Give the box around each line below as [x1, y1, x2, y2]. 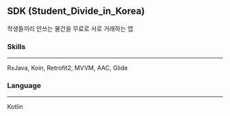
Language [7, 81, 42, 91]
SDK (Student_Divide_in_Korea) [7, 5, 145, 17]
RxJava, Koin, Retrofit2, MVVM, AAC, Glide [7, 64, 128, 72]
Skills [7, 42, 26, 51]
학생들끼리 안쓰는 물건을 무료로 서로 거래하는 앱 [7, 24, 133, 33]
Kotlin [7, 102, 23, 111]
